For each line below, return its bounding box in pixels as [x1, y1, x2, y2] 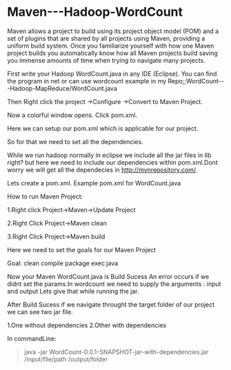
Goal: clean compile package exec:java [7, 259, 119, 267]
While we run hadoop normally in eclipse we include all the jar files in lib [7, 151, 212, 159]
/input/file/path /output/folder [23, 355, 108, 363]
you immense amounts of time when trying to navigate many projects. [7, 56, 205, 64]
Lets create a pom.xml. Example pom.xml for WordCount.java [7, 178, 181, 187]
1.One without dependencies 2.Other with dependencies [7, 321, 167, 329]
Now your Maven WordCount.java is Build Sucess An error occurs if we [7, 272, 210, 280]
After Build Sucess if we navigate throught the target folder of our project [7, 300, 215, 309]
